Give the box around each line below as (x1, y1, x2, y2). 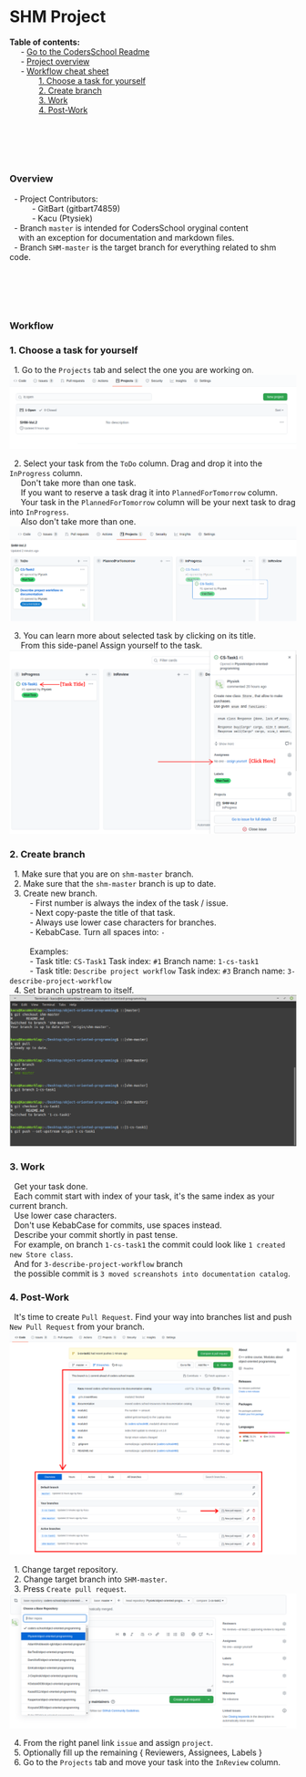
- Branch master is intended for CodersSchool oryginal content (13, 222, 249, 234)
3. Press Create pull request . (13, 1584, 127, 1595)
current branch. (9, 1200, 68, 1211)
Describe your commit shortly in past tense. (13, 1229, 178, 1240)
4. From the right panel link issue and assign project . (13, 1738, 214, 1749)
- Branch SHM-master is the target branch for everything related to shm (13, 242, 277, 253)
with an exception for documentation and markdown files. (17, 232, 235, 243)
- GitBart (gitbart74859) (31, 203, 121, 213)
